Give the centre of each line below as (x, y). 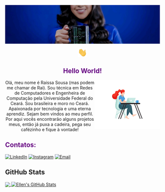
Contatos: (21, 145)
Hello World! (82, 71)
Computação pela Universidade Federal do (50, 98)
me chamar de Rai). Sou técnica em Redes (50, 87)
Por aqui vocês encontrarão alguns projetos (50, 119)
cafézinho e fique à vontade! (50, 129)
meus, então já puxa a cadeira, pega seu (50, 124)
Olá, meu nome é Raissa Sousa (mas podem (50, 82)
